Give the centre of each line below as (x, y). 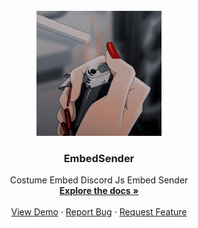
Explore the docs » (99, 191)
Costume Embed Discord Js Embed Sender (99, 180)
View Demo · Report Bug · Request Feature (99, 212)
